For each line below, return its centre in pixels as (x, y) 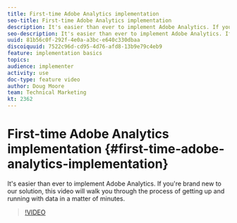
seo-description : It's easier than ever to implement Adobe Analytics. (115, 34)
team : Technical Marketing (47, 92)
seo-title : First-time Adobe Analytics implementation (90, 20)
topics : (19, 60)
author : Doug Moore (36, 86)
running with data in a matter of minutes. (66, 198)
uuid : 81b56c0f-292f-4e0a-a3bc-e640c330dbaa (74, 40)
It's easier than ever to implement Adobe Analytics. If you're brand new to (115, 183)
